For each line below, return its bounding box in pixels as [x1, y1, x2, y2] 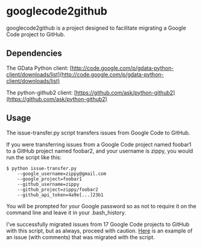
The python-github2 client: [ [6, 89, 77, 96]
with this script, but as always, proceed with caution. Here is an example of [6, 227, 193, 234]
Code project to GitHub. [6, 30, 65, 38]
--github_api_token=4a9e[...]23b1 [17, 192, 104, 198]
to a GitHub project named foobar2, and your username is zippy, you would [6, 147, 194, 154]
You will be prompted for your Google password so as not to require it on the [6, 202, 197, 209]
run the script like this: [6, 153, 62, 161]
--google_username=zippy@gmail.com [17, 171, 107, 177]
